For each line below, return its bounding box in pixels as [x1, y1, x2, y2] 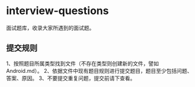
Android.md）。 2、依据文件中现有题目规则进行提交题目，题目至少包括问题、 [6, 67, 193, 74]
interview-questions [6, 4, 109, 18]
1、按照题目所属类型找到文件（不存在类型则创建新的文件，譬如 [6, 60, 159, 67]
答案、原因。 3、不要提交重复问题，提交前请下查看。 [6, 75, 136, 82]
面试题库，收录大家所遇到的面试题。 [6, 24, 95, 31]
